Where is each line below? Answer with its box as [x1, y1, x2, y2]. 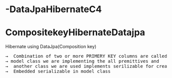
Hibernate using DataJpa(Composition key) [5, 44, 97, 50]
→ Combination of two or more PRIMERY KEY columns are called [5, 53, 167, 59]
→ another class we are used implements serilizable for [5, 63, 154, 69]
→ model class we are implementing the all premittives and [5, 58, 160, 64]
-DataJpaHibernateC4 [5, 4, 102, 15]
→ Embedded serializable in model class [5, 68, 111, 74]
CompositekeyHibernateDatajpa [5, 27, 145, 38]
